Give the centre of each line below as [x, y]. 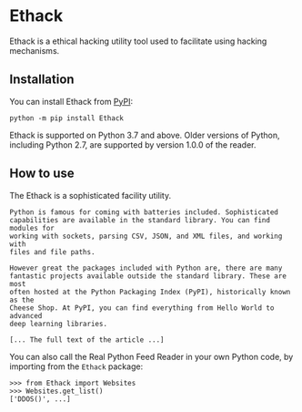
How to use [42, 174]
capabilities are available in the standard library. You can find [140, 220]
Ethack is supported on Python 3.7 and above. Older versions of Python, [145, 135]
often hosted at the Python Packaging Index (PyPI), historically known [150, 292]
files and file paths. [52, 252]
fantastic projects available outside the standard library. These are [148, 276]
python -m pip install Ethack [67, 118]
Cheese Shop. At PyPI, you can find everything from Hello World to [142, 308]
